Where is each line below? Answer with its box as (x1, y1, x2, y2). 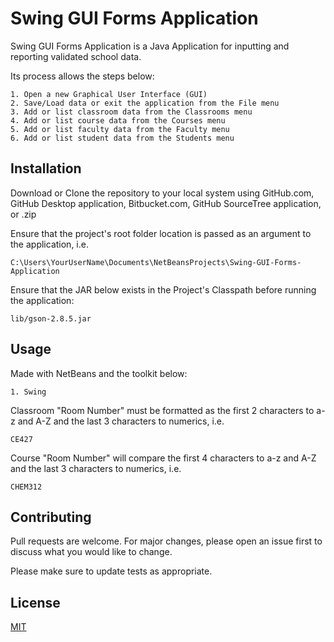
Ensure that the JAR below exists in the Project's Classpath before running (10, 283, 317, 296)
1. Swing (10, 387, 47, 397)
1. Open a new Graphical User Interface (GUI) (10, 89, 208, 99)
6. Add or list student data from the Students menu (10, 133, 235, 143)
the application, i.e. (10, 238, 89, 250)
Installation (10, 160, 82, 177)
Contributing (10, 508, 92, 526)
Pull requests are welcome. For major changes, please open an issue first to (10, 535, 323, 547)
